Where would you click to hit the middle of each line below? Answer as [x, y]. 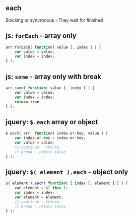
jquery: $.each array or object [52, 122]
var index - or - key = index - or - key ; [50, 138]
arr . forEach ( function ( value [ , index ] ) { [53, 47]
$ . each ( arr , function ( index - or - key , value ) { [57, 134]
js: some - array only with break [53, 76]
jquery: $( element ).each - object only [67, 172]
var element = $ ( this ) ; [41, 188]
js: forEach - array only [41, 36]
